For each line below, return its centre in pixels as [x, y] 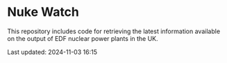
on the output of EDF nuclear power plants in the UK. [83, 38]
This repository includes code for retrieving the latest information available [114, 31]
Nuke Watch [43, 12]
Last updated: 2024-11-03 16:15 [52, 52]
